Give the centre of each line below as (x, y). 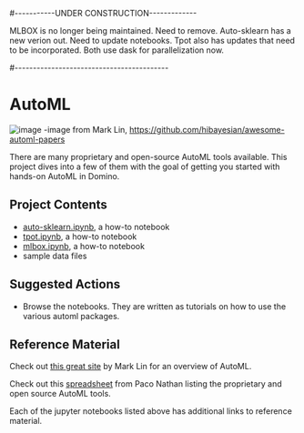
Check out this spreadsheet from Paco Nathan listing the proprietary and (146, 384)
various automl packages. (71, 316)
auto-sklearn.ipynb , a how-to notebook (96, 227)
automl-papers (37, 139)
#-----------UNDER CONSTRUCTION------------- (103, 13)
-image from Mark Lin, (86, 129)
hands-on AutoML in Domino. (65, 176)
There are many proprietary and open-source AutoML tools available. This (149, 156)
